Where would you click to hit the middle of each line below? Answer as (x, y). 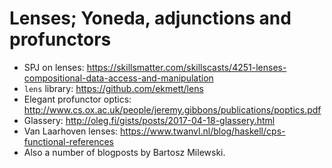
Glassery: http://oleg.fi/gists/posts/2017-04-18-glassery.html (149, 120)
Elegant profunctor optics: (77, 99)
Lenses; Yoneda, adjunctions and (150, 18)
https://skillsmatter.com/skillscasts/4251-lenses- (186, 67)
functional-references (69, 141)
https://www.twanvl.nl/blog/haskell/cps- (203, 131)
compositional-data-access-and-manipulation (118, 78)
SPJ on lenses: (54, 67)
